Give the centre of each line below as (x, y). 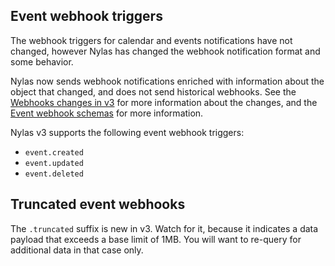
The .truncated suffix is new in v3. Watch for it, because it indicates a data (164, 228)
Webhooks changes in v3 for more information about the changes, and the (164, 102)
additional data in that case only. (77, 250)
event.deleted (54, 174)
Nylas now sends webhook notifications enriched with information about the (167, 81)
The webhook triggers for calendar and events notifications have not (151, 40)
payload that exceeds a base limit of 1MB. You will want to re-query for (156, 239)
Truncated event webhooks (98, 204)
